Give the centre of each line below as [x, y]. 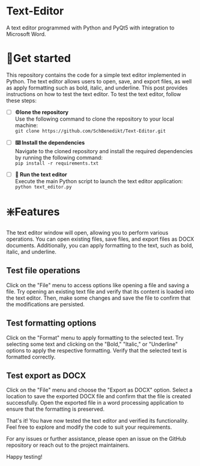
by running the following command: [59, 157]
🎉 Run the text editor [41, 174]
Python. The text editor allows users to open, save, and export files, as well [99, 81]
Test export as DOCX [46, 376]
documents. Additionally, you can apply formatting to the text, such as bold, [100, 245]
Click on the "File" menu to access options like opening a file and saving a [98, 285]
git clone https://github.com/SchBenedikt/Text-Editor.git [90, 131]
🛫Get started [38, 59]
